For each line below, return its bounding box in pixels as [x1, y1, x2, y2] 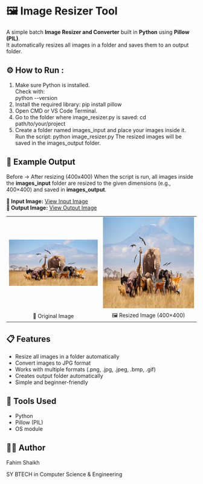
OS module [14, 425, 43, 433]
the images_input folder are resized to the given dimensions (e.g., [6, 179, 171, 187]
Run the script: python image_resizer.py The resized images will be [14, 133, 182, 140]
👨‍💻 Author [6, 443, 46, 453]
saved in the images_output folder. [14, 139, 101, 147]
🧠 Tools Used [6, 396, 57, 406]
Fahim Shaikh [6, 459, 40, 466]
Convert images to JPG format [14, 359, 91, 366]
